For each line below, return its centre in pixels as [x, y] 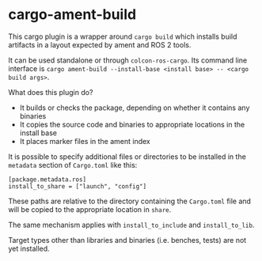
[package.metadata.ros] [47, 180]
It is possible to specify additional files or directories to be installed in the [127, 157]
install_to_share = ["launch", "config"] [78, 186]
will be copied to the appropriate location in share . [90, 209]
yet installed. [29, 248]
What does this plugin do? [51, 92]
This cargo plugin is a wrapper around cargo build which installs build [123, 36]
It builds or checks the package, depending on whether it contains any [135, 108]
